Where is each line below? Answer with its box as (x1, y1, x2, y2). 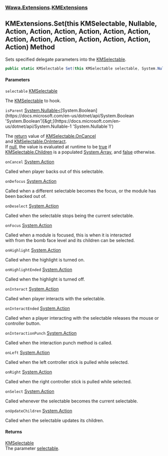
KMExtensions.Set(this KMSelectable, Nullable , (5, 20, 157, 28)
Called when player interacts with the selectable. (5, 295, 105, 302)
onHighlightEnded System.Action (5, 266, 72, 272)
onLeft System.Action (5, 349, 50, 355)
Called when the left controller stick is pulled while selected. (5, 359, 129, 365)
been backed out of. (5, 193, 46, 199)
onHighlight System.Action (5, 247, 61, 253)
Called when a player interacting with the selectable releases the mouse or (5, 315, 159, 321)
